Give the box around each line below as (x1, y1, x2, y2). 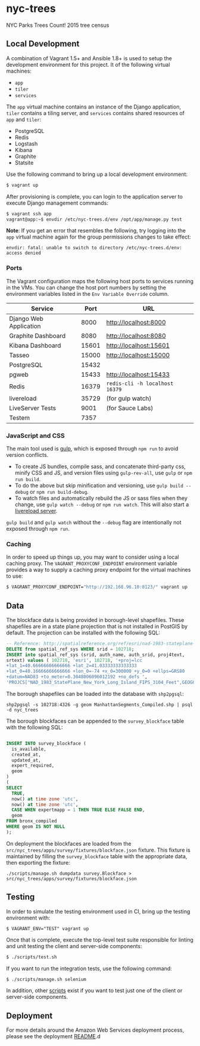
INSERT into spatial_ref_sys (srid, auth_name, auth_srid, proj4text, (6, 652, 185, 658)
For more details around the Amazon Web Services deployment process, (6, 1026, 185, 1033)
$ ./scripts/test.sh (6, 954, 58, 960)
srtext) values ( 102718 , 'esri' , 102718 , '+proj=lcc (6, 657, 143, 663)
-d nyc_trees (6, 707, 39, 713)
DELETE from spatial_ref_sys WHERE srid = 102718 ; (6, 646, 135, 652)
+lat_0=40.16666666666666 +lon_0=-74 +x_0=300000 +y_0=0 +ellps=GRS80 (6, 669, 185, 674)
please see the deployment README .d (6, 1033, 101, 1040)
